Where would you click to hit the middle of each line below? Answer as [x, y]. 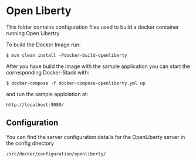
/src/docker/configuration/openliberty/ [56, 154]
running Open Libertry [33, 33]
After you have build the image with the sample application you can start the [98, 66]
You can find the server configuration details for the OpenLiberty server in [96, 137]
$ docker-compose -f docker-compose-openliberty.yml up [76, 83]
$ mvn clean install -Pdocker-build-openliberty [67, 55]
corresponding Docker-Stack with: [48, 72]
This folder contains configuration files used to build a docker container [92, 27]
